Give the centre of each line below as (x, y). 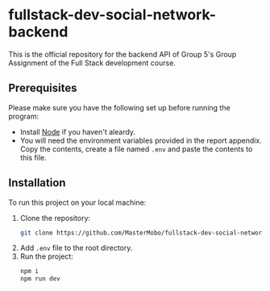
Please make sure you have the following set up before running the (120, 107)
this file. (33, 157)
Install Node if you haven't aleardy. (77, 131)
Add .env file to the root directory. (76, 248)
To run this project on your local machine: (77, 202)
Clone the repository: (55, 218)
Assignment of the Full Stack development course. (92, 63)
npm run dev (40, 279)
